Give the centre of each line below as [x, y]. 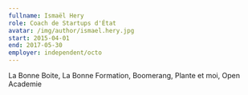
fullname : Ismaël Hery [46, 16]
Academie [25, 84]
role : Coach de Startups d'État [62, 23]
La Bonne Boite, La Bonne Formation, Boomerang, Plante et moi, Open [124, 75]
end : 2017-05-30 [35, 46]
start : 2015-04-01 [39, 38]
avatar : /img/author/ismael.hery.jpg [71, 30]
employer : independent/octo [55, 53]
